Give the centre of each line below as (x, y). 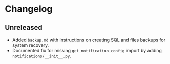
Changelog (29, 9)
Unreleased (24, 28)
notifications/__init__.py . (41, 56)
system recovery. (30, 45)
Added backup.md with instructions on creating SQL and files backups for (89, 40)
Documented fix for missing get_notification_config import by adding (87, 51)
